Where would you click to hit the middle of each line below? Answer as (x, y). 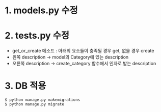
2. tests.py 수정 (37, 36)
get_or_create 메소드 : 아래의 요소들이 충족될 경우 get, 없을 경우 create (83, 51)
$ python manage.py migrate (35, 104)
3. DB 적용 (25, 86)
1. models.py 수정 (42, 10)
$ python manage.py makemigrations (43, 100)
